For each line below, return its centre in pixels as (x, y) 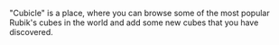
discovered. (32, 32)
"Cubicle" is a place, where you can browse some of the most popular (139, 13)
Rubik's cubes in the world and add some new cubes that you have (134, 22)
